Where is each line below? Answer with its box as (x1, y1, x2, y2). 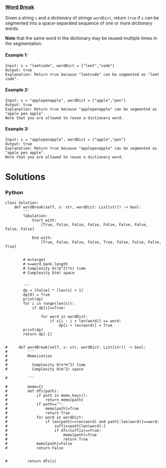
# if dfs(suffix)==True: (5, 428, 101, 433)
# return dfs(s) (5, 459, 57, 464)
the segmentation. (5, 41, 42, 47)
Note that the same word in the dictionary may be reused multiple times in (5, 35, 158, 41)
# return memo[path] (5, 397, 84, 402)
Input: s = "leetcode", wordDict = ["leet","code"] (5, 63, 115, 68)
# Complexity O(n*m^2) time (5, 362, 86, 367)
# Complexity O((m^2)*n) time (23, 266, 86, 271)
